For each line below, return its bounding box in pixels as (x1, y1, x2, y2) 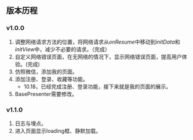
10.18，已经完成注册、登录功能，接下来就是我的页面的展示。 (23, 83, 172, 90)
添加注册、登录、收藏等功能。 (14, 75, 88, 82)
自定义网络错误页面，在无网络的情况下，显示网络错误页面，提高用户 (14, 53, 182, 60)
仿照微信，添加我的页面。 (14, 68, 78, 75)
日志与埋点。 (14, 120, 46, 127)
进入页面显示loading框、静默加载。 (14, 127, 101, 134)
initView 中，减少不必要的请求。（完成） (14, 45, 110, 52)
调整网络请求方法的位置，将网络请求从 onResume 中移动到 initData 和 (14, 38, 180, 45)
